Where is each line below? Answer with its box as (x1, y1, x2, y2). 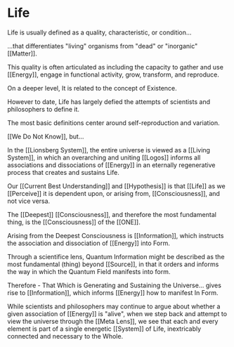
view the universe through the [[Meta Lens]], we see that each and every (7, 317, 219, 325)
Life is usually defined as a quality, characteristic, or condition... (7, 28, 192, 37)
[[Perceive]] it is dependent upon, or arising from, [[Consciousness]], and (7, 189, 220, 197)
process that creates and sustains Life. (7, 168, 119, 176)
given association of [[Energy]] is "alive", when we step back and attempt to (7, 309, 227, 317)
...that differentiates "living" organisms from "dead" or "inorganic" (7, 41, 198, 50)
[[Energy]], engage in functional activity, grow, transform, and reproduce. (7, 70, 219, 79)
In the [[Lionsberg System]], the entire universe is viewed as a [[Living (7, 145, 211, 154)
